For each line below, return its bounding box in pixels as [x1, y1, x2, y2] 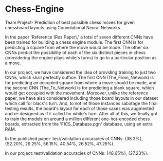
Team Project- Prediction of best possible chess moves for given [5, 19, 135, 25]
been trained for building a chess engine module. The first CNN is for [5, 39, 144, 45]
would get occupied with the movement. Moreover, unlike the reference [5, 90, 148, 96]
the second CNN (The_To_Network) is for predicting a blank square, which [5, 85, 154, 90]
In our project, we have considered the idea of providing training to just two [5, 69, 156, 75]
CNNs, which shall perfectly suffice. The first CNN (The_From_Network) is [5, 74, 154, 80]
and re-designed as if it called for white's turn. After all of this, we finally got [5, 110, 158, 116]
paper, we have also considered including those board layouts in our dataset [5, 95, 158, 101]
